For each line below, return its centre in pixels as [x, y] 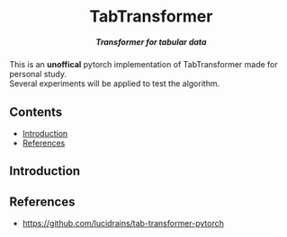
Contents [36, 112]
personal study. [38, 75]
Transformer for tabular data [151, 41]
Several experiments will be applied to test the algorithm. [115, 83]
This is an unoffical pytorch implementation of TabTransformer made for [144, 65]
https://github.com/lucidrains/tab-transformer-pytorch [123, 224]
